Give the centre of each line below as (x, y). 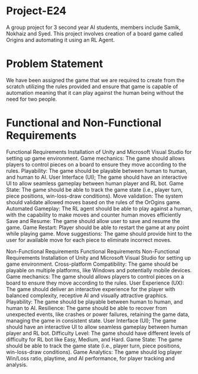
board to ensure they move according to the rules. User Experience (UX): (95, 283)
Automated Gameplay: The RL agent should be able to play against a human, (99, 208)
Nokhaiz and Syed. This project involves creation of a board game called (95, 33)
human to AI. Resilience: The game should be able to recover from (87, 308)
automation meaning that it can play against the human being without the (95, 92)
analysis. (17, 365)
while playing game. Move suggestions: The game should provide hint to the (99, 233)
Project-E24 (36, 11)
